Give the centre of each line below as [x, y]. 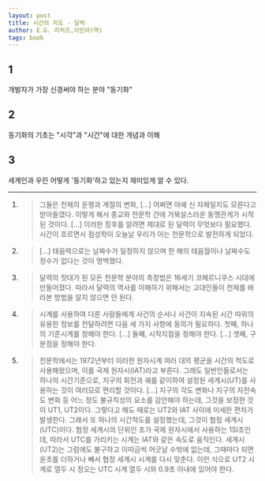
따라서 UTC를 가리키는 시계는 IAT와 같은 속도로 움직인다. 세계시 [147, 439]
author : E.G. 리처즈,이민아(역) [56, 30]
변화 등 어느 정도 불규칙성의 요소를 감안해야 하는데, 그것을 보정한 [147, 400]
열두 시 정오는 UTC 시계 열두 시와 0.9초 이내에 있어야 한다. [144, 469]
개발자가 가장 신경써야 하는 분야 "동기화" [70, 90]
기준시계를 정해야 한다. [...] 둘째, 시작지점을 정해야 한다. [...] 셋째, [148, 333]
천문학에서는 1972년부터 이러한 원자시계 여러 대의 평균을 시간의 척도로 [147, 360]
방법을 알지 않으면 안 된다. [94, 297]
